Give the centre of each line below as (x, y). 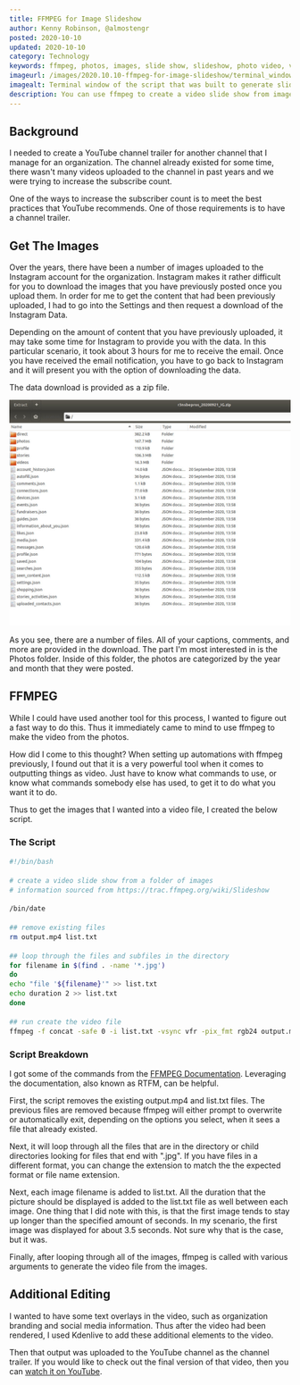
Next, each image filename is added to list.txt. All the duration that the (137, 1192)
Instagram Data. (39, 315)
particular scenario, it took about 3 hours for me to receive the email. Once (146, 351)
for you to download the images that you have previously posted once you (146, 287)
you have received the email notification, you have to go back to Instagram (146, 361)
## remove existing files (57, 928)
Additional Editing (60, 1294)
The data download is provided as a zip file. (89, 388)
